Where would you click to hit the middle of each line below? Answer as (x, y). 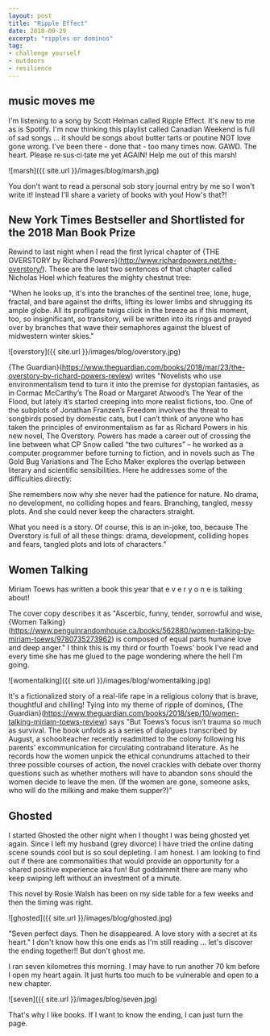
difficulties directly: (40, 479)
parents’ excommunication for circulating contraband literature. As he (124, 748)
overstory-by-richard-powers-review (70, 376)
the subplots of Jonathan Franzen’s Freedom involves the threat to (118, 410)
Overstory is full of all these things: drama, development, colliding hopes (129, 536)
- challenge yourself (45, 53)
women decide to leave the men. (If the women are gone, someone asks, (129, 782)
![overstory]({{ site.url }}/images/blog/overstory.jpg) (95, 352)
